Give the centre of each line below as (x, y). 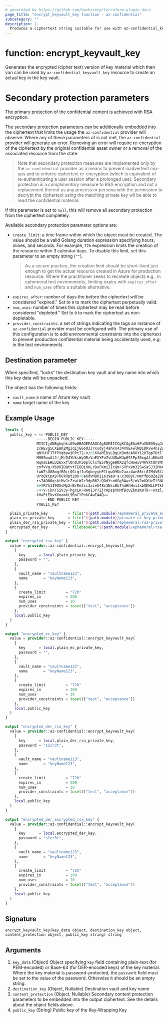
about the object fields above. (43, 1005)
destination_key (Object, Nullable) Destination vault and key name (81, 989)
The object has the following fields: (41, 387)
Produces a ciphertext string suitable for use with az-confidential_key (88, 29)
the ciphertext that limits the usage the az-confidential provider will (75, 132)
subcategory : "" (22, 19)
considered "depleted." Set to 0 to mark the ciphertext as (71, 313)
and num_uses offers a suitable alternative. (68, 287)
